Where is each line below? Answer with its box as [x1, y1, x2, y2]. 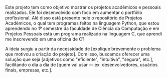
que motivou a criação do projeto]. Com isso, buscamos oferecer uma [5, 51, 150, 57]
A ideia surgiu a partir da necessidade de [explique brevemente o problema [5, 46, 161, 51]
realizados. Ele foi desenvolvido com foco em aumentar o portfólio [5, 9, 142, 15]
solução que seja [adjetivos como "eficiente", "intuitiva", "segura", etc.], [5, 56, 154, 62]
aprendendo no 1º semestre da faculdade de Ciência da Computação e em [5, 25, 159, 31]
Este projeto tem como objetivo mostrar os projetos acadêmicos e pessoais [5, 4, 161, 10]
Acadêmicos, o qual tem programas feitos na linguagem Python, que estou [5, 20, 159, 26]
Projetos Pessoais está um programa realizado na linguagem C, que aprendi [5, 31, 162, 36]
